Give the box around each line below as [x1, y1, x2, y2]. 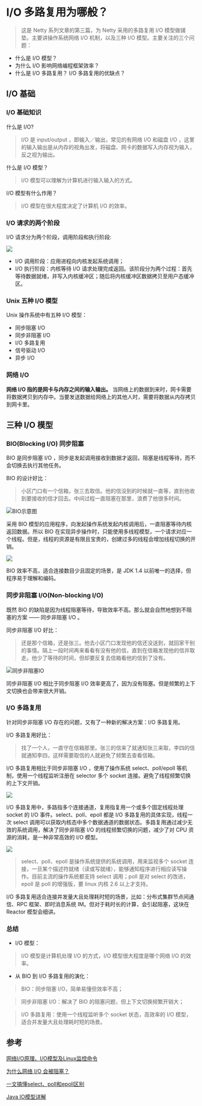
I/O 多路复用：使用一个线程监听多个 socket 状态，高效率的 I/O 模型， [20, 1011, 192, 1018]
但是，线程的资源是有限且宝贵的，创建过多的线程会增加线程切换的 [26, 536, 191, 543]
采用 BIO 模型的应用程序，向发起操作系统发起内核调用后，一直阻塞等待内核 [6, 521, 192, 528]
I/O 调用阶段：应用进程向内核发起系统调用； [14, 257, 124, 265]
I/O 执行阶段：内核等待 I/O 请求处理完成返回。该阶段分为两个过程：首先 [14, 265, 192, 272]
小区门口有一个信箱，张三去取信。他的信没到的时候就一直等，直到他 [20, 487, 190, 495]
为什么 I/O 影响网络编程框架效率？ [14, 61, 100, 69]
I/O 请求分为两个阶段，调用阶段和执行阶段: [6, 233, 112, 241]
